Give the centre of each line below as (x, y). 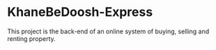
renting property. (31, 38)
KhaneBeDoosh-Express (80, 12)
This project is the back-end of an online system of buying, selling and (108, 31)
